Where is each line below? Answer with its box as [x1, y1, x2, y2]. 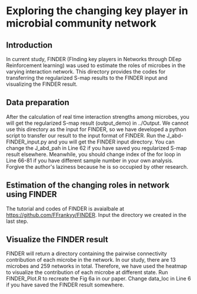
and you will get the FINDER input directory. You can [48, 138, 175, 145]
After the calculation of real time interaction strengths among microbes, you [6, 113, 189, 120]
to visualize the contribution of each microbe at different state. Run [6, 269, 168, 276]
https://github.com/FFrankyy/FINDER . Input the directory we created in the [6, 211, 187, 218]
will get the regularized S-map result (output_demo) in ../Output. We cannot [6, 119, 189, 126]
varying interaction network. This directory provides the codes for [6, 68, 166, 75]
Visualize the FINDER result [6, 235, 109, 245]
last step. [6, 218, 28, 225]
